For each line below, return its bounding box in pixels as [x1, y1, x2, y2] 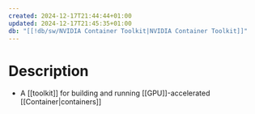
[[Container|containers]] [19, 97, 102, 107]
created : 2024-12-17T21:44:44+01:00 [8, 11, 132, 20]
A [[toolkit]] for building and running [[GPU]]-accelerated [19, 88, 210, 98]
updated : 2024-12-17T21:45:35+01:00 [8, 19, 132, 27]
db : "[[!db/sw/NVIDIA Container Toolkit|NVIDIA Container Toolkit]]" [8, 27, 249, 35]
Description [8, 61, 89, 80]
